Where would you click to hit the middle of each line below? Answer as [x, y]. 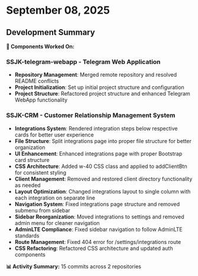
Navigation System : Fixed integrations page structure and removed [97, 204]
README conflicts [37, 81]
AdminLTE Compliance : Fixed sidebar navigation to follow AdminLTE [98, 229]
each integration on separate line [55, 198]
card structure [32, 160]
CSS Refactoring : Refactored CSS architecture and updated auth [94, 248]
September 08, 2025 [58, 10]
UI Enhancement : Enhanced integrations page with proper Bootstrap [98, 153]
